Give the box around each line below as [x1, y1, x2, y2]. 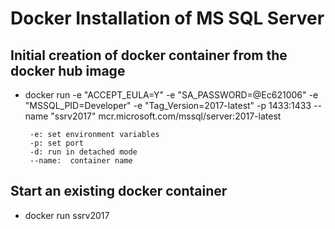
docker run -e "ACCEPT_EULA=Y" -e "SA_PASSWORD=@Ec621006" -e [24, 89, 319, 101]
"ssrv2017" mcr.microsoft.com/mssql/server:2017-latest [50, 110, 282, 122]
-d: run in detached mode [29, 147, 138, 157]
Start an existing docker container [10, 183, 228, 200]
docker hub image [10, 62, 126, 79]
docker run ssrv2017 [24, 209, 110, 221]
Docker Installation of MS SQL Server [10, 7, 325, 30]
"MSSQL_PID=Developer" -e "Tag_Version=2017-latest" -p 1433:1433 [24, 100, 312, 111]
